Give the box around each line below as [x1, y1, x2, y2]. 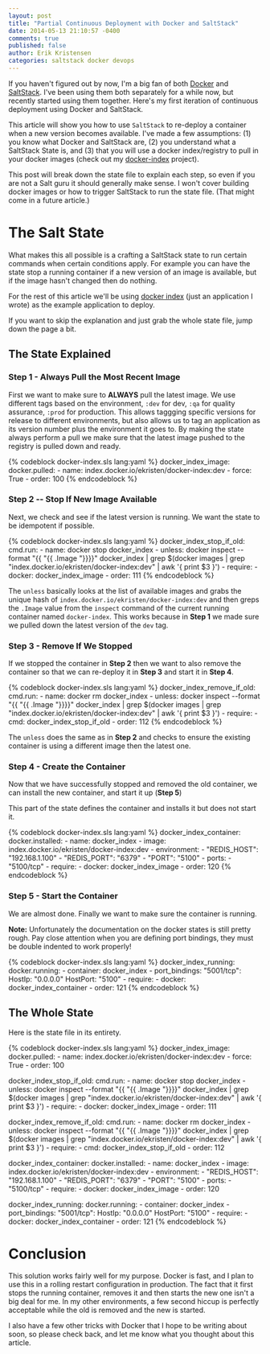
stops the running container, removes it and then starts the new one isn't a [8, 1288, 255, 1298]
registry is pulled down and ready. [8, 441, 121, 451]
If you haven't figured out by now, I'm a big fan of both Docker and [8, 78, 229, 88]
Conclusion [8, 1245, 87, 1263]
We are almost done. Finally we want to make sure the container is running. [8, 908, 257, 918]
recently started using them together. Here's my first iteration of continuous [8, 96, 259, 105]
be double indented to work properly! [8, 941, 132, 951]
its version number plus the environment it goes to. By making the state [8, 424, 244, 434]
